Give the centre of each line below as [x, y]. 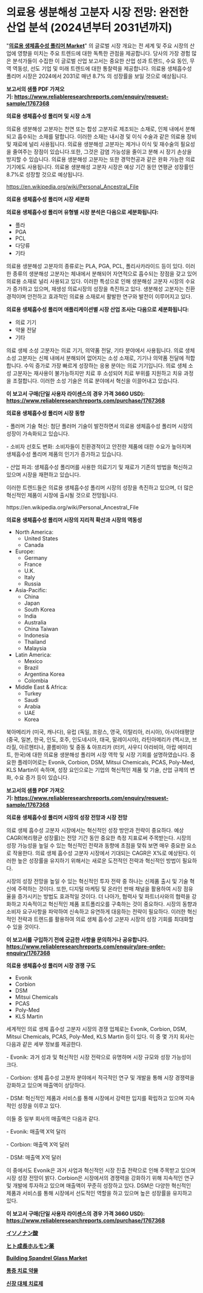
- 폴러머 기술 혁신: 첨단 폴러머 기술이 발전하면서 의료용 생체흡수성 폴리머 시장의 [99, 426]
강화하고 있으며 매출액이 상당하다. [46, 1085]
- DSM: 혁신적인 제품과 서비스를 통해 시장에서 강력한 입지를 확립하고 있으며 [95, 1098]
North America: [34, 532]
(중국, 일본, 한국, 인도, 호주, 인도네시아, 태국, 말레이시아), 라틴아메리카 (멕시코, [98, 739]
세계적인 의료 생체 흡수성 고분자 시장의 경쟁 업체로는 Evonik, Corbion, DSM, [96, 1029]
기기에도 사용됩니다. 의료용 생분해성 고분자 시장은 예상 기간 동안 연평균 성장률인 [100, 167]
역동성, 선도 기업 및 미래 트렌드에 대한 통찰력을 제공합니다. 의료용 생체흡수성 [102, 68]
